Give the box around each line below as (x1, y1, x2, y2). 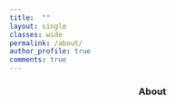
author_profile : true (9, 47, 92, 56)
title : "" (9, 13, 51, 23)
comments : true (9, 55, 67, 64)
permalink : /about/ (9, 38, 83, 48)
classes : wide (9, 30, 63, 39)
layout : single (9, 22, 67, 31)
